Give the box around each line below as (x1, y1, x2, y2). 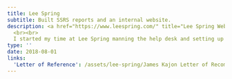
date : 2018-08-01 (7, 49, 57, 56)
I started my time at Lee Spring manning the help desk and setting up (13, 36, 224, 43)
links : (7, 55, 26, 62)
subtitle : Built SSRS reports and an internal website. (7, 16, 171, 23)
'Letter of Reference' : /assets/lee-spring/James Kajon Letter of (13, 61, 209, 68)
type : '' (7, 42, 32, 49)
